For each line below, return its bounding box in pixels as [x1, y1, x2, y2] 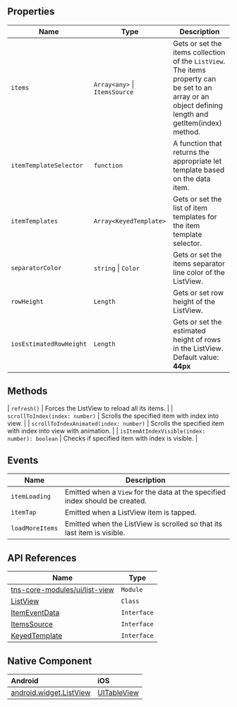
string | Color [93, 263, 140, 273]
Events [7, 455, 39, 467]
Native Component [7, 655, 92, 667]
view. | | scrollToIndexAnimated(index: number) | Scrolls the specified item [7, 419, 224, 427]
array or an [172, 91, 209, 101]
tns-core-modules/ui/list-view [11, 585, 114, 595]
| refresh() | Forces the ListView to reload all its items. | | [7, 404, 174, 412]
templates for [172, 211, 217, 221]
